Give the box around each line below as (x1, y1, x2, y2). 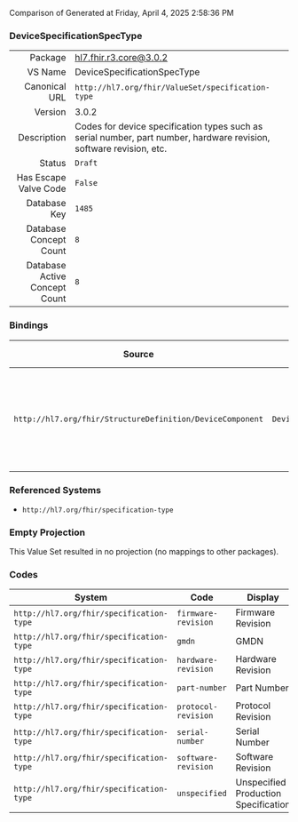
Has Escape (16, 172, 67, 184)
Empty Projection (9, 526, 86, 539)
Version (34, 106, 67, 118)
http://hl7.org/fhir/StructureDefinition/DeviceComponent (13, 413, 264, 424)
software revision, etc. (74, 142, 168, 155)
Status (39, 157, 67, 170)
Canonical (24, 80, 67, 92)
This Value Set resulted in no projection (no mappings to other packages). (9, 547, 279, 557)
